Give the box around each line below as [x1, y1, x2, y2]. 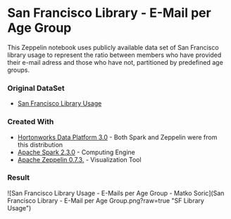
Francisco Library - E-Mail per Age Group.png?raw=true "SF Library [7, 196, 204, 205]
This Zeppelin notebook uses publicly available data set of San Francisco [7, 43, 220, 51]
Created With [7, 117, 54, 127]
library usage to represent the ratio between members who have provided [7, 51, 222, 59]
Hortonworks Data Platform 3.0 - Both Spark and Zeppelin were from [17, 132, 218, 142]
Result [7, 173, 30, 182]
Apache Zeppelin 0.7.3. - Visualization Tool [17, 155, 142, 163]
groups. [7, 65, 30, 74]
